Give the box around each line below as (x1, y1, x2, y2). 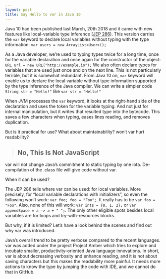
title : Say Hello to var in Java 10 (5, 12, 81, 17)
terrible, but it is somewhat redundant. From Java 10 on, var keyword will (5, 72, 154, 78)
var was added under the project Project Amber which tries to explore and (5, 243, 157, 249)
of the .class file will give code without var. (30, 167, 117, 173)
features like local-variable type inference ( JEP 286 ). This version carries (5, 31, 155, 37)
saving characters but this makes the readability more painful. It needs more (5, 259, 161, 265)
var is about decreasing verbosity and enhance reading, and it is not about (5, 253, 158, 259)
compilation (5, 167, 29, 173)
